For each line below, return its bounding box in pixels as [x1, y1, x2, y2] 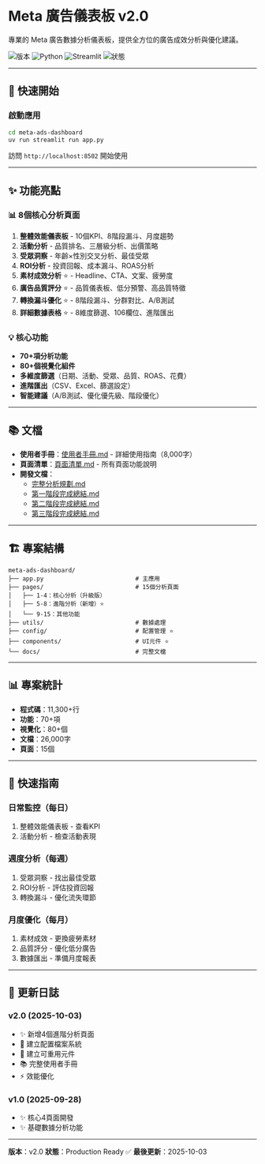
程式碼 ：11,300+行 [19, 704, 80, 714]
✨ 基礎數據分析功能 [19, 1123, 84, 1132]
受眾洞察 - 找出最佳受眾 [19, 873, 97, 882]
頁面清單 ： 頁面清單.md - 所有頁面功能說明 [19, 460, 157, 469]
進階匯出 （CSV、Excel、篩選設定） [19, 381, 135, 391]
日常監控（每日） [8, 802, 73, 813]
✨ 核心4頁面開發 [19, 1113, 74, 1122]
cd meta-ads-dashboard [8, 128, 83, 137]
